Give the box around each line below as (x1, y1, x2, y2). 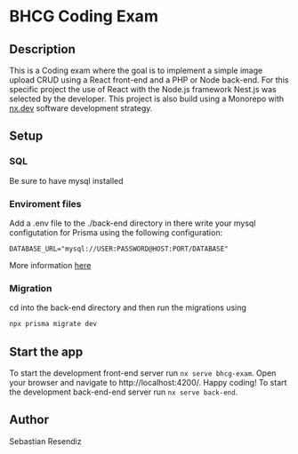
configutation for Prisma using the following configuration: (9, 227, 223, 237)
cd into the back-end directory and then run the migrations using (9, 302, 247, 313)
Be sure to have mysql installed (9, 175, 124, 186)
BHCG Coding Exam (9, 6, 158, 27)
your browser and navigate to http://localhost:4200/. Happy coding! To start (9, 377, 287, 387)
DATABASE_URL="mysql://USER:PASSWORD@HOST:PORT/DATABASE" (9, 244, 229, 253)
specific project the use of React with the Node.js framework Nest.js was (9, 84, 278, 94)
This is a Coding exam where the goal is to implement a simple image (9, 65, 263, 76)
